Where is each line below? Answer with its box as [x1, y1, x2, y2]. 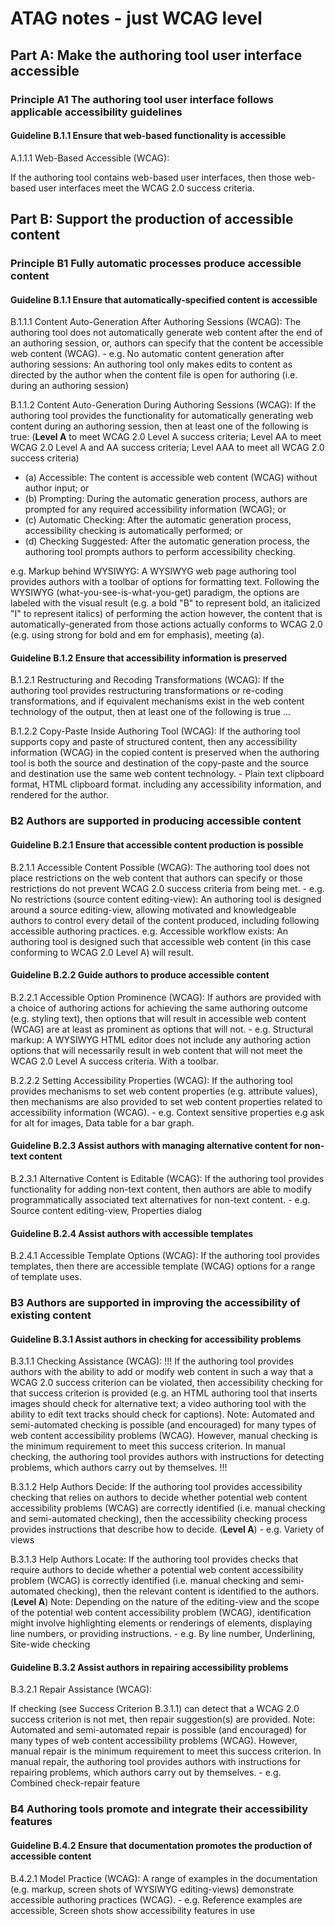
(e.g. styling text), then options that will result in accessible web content [10, 1012, 307, 1024]
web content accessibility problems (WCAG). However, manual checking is [10, 1430, 318, 1442]
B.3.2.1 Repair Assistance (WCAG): [10, 1683, 153, 1696]
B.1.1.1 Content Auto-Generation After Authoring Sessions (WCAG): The [10, 316, 302, 328]
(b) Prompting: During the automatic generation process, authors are [24, 493, 308, 505]
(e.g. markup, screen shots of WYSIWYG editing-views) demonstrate [10, 1883, 295, 1895]
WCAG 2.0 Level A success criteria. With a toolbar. [10, 1055, 219, 1067]
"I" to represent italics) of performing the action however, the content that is [10, 608, 323, 620]
